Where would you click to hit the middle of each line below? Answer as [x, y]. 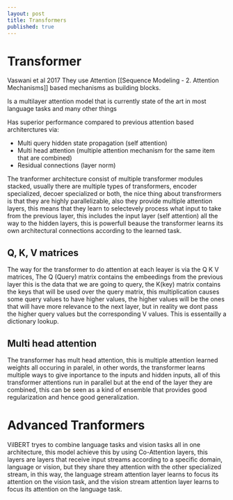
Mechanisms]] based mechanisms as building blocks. [84, 88]
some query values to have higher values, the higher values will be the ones [116, 299]
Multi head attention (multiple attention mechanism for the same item [116, 151]
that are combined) [45, 158]
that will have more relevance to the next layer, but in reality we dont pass [113, 307]
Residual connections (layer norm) [66, 165]
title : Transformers [37, 20]
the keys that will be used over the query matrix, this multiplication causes [113, 292]
